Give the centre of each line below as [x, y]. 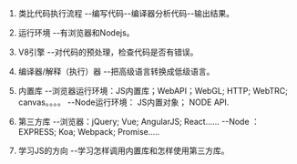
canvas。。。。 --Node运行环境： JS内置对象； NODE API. [123, 102]
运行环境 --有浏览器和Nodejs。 [76, 33]
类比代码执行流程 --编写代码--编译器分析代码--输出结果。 [126, 13]
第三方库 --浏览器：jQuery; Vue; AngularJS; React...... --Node [133, 122]
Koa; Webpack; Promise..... [109, 132]
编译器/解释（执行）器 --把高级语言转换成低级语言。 [116, 72]
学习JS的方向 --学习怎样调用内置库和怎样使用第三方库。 [123, 150]
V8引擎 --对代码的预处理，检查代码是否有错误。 [108, 52]
